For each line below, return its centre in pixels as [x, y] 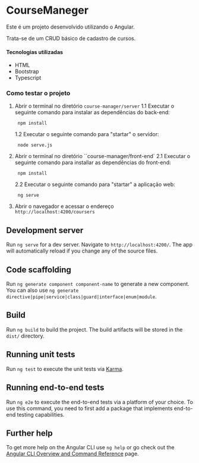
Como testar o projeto [38, 93]
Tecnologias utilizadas [35, 52]
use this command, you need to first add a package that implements [89, 408]
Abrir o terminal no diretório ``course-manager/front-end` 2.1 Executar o [102, 156]
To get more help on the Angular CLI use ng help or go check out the [90, 448]
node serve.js [35, 145]
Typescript [28, 78]
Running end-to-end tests [55, 388]
